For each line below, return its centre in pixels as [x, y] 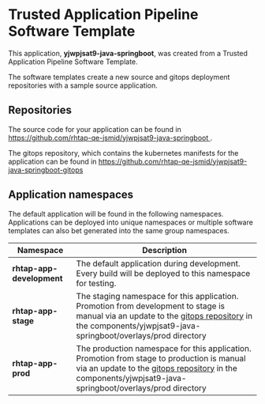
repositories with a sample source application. [83, 85]
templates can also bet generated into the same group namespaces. [119, 230]
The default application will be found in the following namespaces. [116, 213]
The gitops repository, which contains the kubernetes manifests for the [123, 153]
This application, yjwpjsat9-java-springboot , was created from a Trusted [128, 53]
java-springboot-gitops [46, 170]
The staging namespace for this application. [157, 296]
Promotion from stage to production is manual [161, 358]
